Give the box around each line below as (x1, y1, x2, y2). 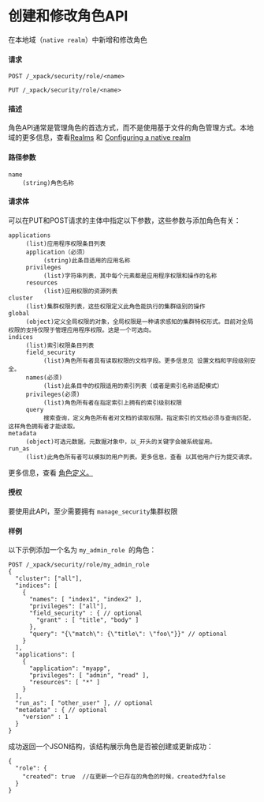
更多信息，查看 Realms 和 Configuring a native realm (21, 133, 191, 142)
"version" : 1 (22, 713, 69, 721)
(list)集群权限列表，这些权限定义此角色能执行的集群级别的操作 (25, 302, 206, 311)
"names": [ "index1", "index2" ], (28, 596, 143, 604)
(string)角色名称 (22, 179, 75, 186)
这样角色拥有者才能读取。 (8, 422, 79, 431)
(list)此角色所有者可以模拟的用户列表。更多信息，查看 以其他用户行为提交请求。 (25, 453, 256, 461)
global (8, 309, 30, 317)
